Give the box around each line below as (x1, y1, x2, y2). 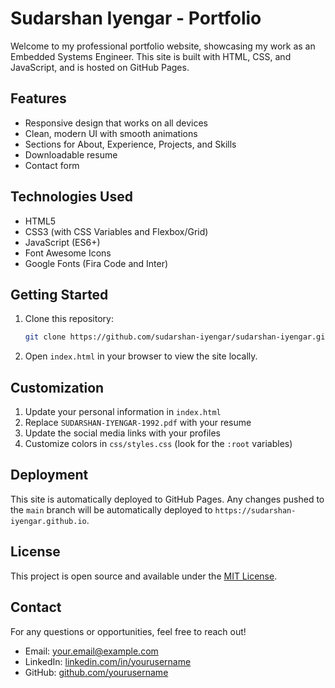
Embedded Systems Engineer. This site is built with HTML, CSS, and (10, 50, 292, 62)
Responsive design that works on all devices (24, 117, 208, 129)
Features (10, 90, 67, 107)
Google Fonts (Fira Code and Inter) (24, 257, 169, 269)
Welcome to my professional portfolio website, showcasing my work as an (10, 40, 316, 52)
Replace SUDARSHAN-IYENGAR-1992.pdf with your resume (24, 417, 252, 429)
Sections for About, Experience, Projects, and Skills (24, 138, 237, 150)
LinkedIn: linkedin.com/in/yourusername (24, 655, 192, 667)
